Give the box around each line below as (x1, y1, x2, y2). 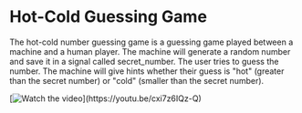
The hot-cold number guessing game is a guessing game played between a (9, 36, 294, 47)
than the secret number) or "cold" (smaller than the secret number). (9, 75, 265, 86)
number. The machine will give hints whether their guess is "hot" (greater (9, 66, 285, 77)
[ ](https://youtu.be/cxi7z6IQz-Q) (9, 93, 203, 104)
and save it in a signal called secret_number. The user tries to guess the (9, 56, 279, 67)
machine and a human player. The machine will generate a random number (9, 46, 291, 56)
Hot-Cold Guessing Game (9, 6, 208, 27)
